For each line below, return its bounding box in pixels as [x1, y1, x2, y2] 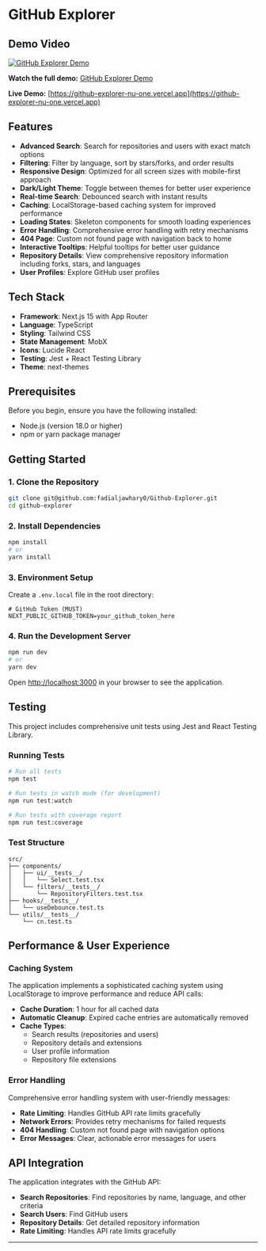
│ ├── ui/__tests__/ [8, 869, 83, 877]
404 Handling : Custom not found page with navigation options [19, 1125, 226, 1135]
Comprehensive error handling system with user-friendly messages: [8, 1093, 231, 1102]
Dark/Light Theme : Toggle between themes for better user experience [19, 183, 251, 193]
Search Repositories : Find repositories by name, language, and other [19, 1192, 247, 1202]
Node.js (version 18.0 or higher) [19, 421, 123, 431]
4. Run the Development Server [8, 631, 131, 642]
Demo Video [8, 37, 70, 51]
